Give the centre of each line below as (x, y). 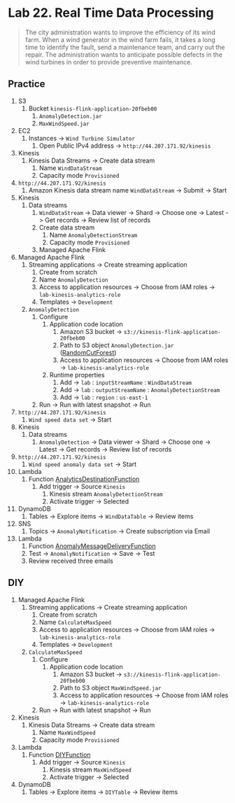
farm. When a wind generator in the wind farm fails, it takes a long (120, 39)
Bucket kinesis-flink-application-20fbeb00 (93, 108)
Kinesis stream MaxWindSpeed (91, 769)
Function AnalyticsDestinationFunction (84, 479)
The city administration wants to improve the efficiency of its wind (120, 32)
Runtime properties (77, 375)
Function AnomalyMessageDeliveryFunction (92, 546)
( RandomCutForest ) (88, 352)
